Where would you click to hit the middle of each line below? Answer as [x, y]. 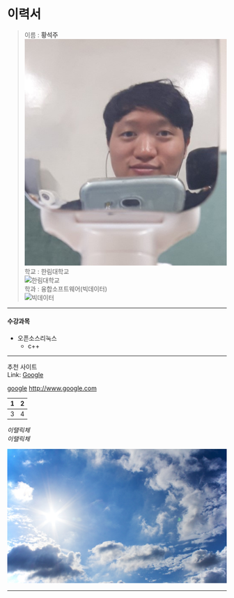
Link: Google [25, 374]
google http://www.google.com [52, 388]
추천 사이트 [22, 367]
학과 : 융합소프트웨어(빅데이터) [66, 289]
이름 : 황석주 [41, 35]
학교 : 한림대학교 [47, 271]
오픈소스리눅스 [37, 338]
